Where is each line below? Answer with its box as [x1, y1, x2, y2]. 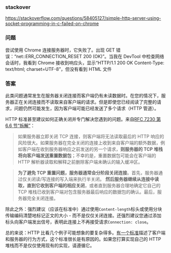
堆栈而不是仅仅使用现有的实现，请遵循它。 [5, 242, 95, 248]
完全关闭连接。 [26, 195, 59, 201]
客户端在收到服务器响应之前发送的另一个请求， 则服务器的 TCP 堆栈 [22, 146, 163, 152]
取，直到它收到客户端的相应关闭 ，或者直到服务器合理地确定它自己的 [17, 182, 161, 188]
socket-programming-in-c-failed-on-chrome [5, 20, 99, 27]
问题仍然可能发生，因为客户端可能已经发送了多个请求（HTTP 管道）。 [14, 105, 159, 111]
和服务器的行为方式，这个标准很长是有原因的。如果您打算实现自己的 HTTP [5, 236, 161, 242]
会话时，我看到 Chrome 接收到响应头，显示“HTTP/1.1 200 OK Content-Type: [5, 60, 164, 66]
